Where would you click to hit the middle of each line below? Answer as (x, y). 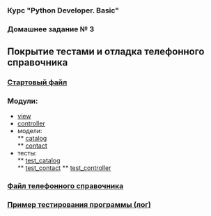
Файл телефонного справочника (65, 186)
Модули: (23, 101)
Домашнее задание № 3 (51, 29)
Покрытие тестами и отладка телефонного (106, 52)
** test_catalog (39, 161)
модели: (30, 131)
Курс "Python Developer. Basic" (63, 10)
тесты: (27, 153)
